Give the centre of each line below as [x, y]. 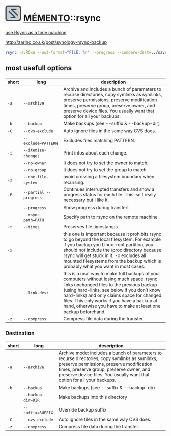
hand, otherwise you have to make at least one [112, 306]
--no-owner [35, 163]
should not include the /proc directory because [112, 250]
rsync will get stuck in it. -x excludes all [105, 255]
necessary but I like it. [86, 200]
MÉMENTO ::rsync [62, 18]
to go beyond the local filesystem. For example [112, 239]
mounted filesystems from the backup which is [112, 261]
